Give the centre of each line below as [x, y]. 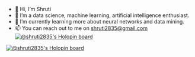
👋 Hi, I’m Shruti [33, 9]
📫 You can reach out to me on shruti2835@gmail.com [81, 28]
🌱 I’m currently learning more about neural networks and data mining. [100, 21]
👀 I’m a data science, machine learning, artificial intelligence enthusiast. [102, 15]
